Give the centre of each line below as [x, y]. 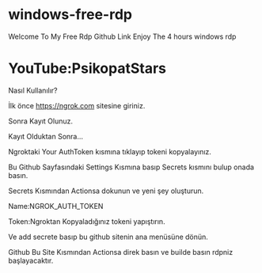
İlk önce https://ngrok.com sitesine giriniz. [77, 105]
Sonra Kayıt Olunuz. [41, 121]
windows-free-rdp [70, 15]
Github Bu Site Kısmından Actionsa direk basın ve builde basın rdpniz [121, 252]
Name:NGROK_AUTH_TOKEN [56, 206]
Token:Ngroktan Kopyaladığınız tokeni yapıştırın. [87, 221]
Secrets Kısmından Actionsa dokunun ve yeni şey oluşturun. [106, 191]
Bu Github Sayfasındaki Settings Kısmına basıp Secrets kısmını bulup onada [131, 167]
